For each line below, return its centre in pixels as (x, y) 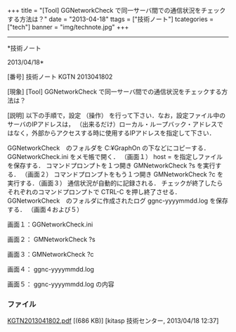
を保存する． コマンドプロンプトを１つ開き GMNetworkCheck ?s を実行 (111, 165)
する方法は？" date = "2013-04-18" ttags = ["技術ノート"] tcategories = (111, 19)
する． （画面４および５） (45, 209)
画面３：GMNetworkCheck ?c (51, 254)
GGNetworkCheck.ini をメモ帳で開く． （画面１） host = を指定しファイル (115, 157)
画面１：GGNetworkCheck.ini (50, 224)
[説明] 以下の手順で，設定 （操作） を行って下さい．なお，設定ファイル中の (117, 115)
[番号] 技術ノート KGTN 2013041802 (60, 77)
